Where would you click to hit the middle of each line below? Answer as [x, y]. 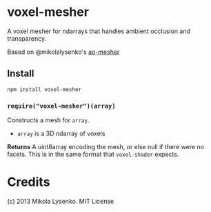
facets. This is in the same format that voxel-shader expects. [93, 154]
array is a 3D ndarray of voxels [61, 134]
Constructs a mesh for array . [48, 120]
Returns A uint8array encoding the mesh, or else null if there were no [106, 147]
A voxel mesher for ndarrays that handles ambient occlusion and [99, 31]
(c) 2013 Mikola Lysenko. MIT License [61, 201]
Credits [29, 182]
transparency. [27, 38]
